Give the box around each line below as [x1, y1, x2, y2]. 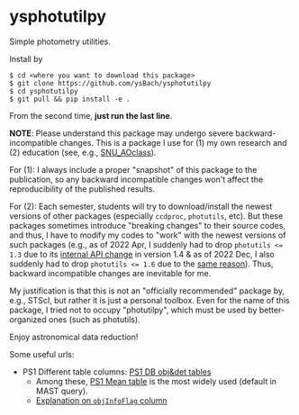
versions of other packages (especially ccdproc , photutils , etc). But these [9, 210, 284, 221]
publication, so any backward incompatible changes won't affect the [9, 174, 264, 185]
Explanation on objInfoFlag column [35, 394, 168, 406]
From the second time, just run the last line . [9, 110, 173, 121]
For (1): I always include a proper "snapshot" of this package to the [9, 164, 258, 175]
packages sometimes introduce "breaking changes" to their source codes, [9, 220, 286, 230]
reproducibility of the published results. [9, 183, 156, 194]
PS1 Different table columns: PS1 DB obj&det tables [22, 366, 212, 377]
